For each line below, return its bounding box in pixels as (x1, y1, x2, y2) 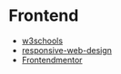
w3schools (21, 35, 64, 46)
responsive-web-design (21, 44, 113, 55)
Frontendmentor (21, 54, 83, 65)
